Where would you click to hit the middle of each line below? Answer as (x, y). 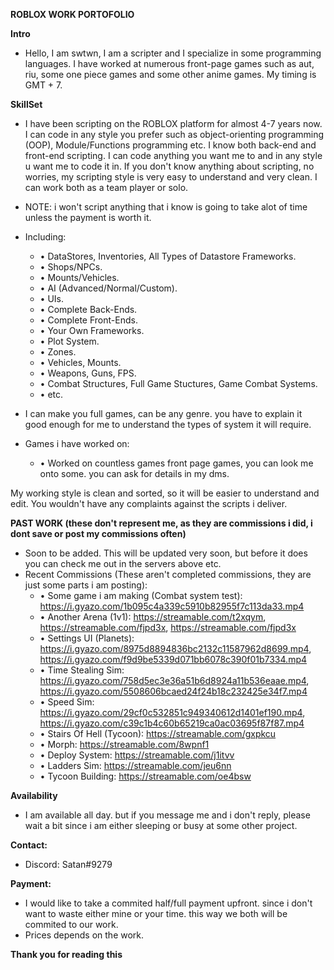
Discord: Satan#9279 (68, 864)
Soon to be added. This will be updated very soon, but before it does (166, 553)
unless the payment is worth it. (88, 217)
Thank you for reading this (66, 954)
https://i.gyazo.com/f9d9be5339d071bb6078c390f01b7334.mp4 (173, 659)
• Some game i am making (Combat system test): (141, 595)
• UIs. (52, 298)
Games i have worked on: (77, 443)
